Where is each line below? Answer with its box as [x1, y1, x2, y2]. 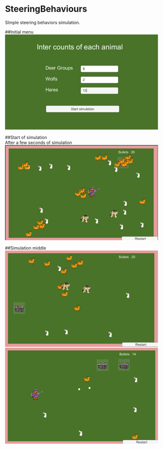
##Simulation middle [5, 245, 46, 251]
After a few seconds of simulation [5, 139, 72, 145]
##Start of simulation [5, 134, 47, 140]
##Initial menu [5, 29, 34, 35]
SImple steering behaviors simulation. [5, 20, 80, 25]
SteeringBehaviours [5, 3, 87, 15]
